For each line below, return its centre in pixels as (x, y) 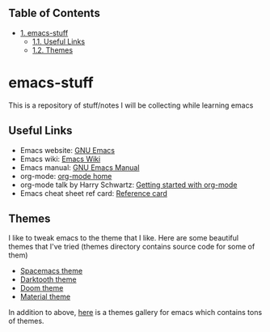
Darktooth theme (48, 279)
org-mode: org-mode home (66, 176)
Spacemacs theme (51, 271)
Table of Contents (55, 13)
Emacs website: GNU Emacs (67, 150)
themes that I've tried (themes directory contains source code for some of (132, 247)
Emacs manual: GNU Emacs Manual (80, 167)
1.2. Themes (53, 50)
